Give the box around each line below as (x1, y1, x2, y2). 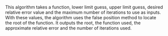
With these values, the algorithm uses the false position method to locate (5, 15, 156, 20)
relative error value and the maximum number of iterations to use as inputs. (5, 9, 161, 15)
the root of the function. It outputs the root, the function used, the (5, 20, 141, 26)
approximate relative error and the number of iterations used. (5, 25, 132, 31)
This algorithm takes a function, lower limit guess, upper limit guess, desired (5, 4, 163, 10)
